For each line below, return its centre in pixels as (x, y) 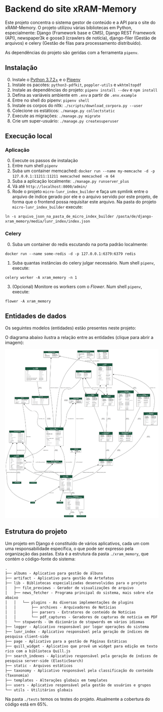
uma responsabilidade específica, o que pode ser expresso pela (69, 549)
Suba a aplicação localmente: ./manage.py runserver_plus (71, 181)
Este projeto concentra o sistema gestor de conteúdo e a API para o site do (80, 22)
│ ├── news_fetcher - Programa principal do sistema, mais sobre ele (79, 593)
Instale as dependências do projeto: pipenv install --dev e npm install (85, 90)
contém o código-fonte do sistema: (40, 559)
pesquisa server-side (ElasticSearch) (44, 661)
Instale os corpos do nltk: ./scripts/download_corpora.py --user (77, 105)
